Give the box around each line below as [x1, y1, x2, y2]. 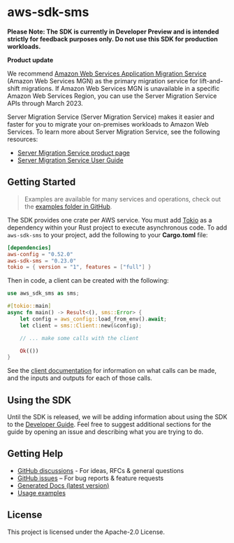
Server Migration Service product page [17, 148, 131, 157]
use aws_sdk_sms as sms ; [7, 290, 80, 297]
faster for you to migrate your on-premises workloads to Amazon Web [7, 120, 210, 128]
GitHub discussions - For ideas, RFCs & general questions [17, 466, 184, 474]
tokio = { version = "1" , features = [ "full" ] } [7, 264, 152, 271]
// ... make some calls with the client [20, 334, 139, 341]
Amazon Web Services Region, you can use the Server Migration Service [7, 92, 217, 100]
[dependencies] [7, 244, 52, 251]
